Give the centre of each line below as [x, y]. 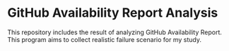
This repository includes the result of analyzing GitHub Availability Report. [115, 32]
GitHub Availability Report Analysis [113, 13]
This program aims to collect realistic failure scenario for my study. [104, 39]
